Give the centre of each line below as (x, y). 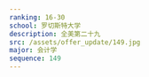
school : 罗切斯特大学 (45, 26)
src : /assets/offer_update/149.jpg (75, 42)
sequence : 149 (35, 58)
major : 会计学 (33, 50)
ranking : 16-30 (37, 17)
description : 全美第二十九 (55, 34)
